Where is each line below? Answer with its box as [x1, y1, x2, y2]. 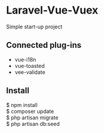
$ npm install [6, 101, 38, 108]
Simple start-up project [6, 23, 63, 30]
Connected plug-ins [6, 40, 82, 50]
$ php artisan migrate [6, 113, 59, 121]
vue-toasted [14, 62, 45, 69]
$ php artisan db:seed [6, 120, 60, 127]
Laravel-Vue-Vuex [6, 4, 99, 17]
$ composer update [6, 108, 54, 115]
